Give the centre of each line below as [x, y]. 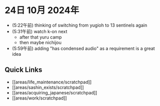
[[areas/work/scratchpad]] [39, 98]
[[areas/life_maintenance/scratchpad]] [52, 82]
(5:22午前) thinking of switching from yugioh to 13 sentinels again [79, 25]
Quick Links [24, 70]
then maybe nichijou [40, 42]
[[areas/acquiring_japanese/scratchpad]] [54, 92]
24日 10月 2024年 [42, 10]
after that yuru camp [41, 37]
